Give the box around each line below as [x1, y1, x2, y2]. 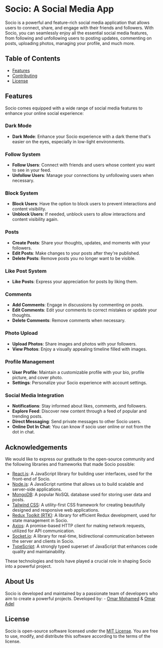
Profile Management [5, 358, 54, 365]
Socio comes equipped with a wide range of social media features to [5, 105, 143, 111]
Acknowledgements [5, 443, 68, 452]
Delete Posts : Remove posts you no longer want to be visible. [12, 255, 136, 261]
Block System [5, 190, 38, 196]
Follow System [5, 151, 40, 157]
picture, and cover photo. [12, 374, 63, 380]
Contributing [12, 72, 37, 79]
